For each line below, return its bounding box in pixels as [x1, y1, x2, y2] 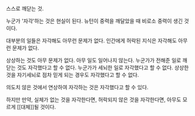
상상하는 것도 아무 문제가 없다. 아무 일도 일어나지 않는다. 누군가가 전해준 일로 [6, 57, 181, 64]
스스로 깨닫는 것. [6, 5, 44, 12]
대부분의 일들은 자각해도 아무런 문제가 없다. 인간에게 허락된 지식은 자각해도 [6, 37, 177, 44]
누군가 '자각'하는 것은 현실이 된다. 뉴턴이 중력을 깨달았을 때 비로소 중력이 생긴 [6, 17, 183, 24]
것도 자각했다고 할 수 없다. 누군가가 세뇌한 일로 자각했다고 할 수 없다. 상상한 [16, 64, 189, 71]
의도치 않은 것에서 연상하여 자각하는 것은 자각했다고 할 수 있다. [6, 84, 149, 90]
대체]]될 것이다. [20, 104, 56, 110]
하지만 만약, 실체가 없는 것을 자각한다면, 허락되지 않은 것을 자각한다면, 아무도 [6, 96, 181, 103]
